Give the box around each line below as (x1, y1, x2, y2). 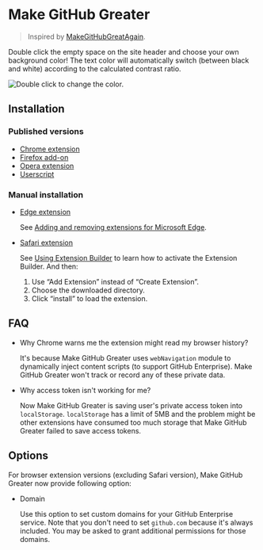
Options (8, 449, 49, 463)
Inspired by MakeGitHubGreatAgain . (27, 32, 146, 41)
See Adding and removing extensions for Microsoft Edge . (19, 222, 208, 231)
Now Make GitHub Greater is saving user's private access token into (19, 400, 243, 410)
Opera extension (19, 161, 74, 170)
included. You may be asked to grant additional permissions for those (19, 525, 246, 536)
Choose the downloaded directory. (31, 285, 145, 295)
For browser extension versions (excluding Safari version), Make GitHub (8, 470, 243, 479)
